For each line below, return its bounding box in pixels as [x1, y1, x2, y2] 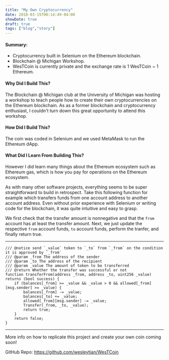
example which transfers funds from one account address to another [5, 195, 148, 201]
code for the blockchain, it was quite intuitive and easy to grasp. [5, 205, 138, 211]
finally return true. [5, 231, 43, 237]
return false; [14, 316, 44, 321]
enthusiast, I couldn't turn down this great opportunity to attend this [5, 108, 146, 114]
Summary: [5, 41, 28, 48]
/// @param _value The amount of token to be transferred [5, 263, 129, 268]
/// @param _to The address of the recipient [5, 258, 102, 264]
